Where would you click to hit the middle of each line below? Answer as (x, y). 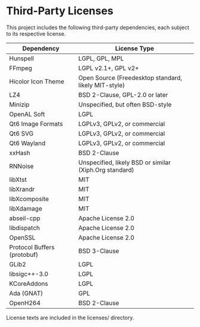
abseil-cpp (25, 218)
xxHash (20, 153)
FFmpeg (21, 68)
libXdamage (26, 208)
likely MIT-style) (101, 85)
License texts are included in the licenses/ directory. (70, 317)
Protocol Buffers (32, 247)
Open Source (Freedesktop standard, (130, 77)
